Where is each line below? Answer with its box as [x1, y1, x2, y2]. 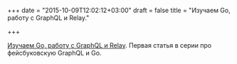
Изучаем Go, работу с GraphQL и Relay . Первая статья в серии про [7, 41, 212, 49]
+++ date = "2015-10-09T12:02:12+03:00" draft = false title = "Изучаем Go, [7, 6, 231, 14]
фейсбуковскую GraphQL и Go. [7, 49, 102, 57]
